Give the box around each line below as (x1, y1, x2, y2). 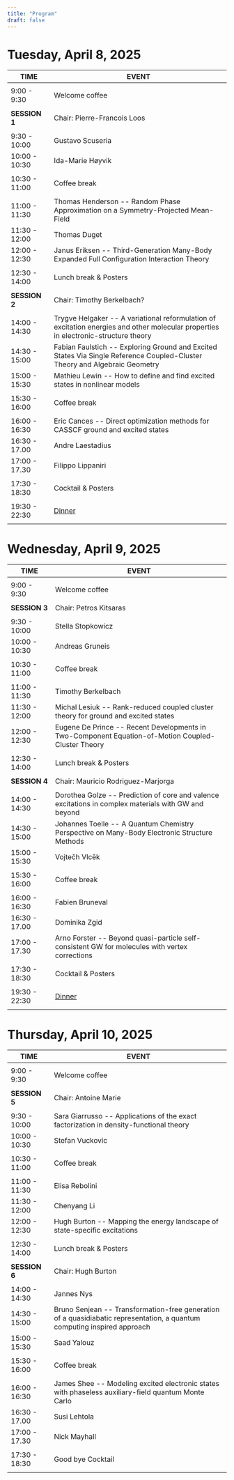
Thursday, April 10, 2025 (7, 1026, 153, 1042)
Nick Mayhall (54, 1432, 96, 1442)
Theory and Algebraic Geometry (54, 360, 159, 369)
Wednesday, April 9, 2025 (7, 541, 162, 557)
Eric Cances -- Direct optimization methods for (54, 416, 210, 426)
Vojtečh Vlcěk (54, 852, 100, 862)
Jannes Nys (54, 1289, 93, 1299)
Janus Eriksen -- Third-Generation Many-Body (54, 245, 212, 255)
